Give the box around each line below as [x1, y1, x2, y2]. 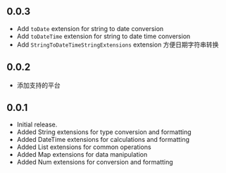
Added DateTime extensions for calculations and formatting [16, 136, 190, 144]
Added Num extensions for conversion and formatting [16, 158, 173, 167]
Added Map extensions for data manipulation [16, 150, 148, 159]
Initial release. [16, 120, 58, 129]
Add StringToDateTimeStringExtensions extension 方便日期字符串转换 [16, 40, 219, 49]
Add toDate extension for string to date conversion [16, 24, 164, 32]
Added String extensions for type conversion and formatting [16, 128, 192, 136]
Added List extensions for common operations [16, 143, 152, 151]
